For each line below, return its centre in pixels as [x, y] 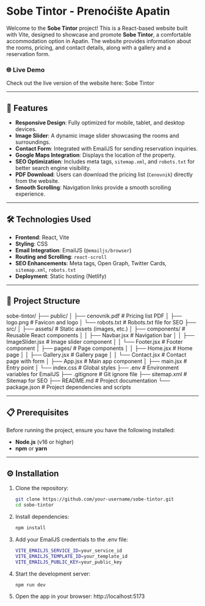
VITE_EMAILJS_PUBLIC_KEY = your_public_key [69, 562]
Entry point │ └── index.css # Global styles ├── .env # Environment [92, 368]
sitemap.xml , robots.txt [45, 269]
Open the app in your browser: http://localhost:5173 [80, 596]
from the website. [37, 181]
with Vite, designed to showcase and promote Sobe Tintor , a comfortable [99, 34]
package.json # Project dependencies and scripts [69, 387]
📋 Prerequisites [38, 413]
